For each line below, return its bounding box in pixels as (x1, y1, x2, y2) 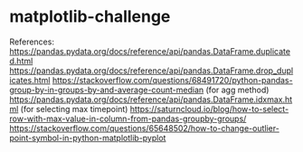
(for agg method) (205, 84, 270, 95)
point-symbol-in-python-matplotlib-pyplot (9, 132, 166, 143)
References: (9, 36, 54, 47)
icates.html (9, 74, 51, 85)
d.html (9, 55, 33, 66)
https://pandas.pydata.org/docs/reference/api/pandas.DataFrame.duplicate (9, 45, 291, 56)
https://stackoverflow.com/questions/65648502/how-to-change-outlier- (9, 122, 280, 133)
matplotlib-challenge (9, 6, 171, 27)
